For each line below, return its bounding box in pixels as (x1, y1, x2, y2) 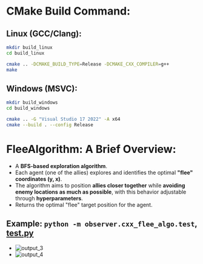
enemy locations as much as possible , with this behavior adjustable (15, 188, 187, 195)
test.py (6, 228, 34, 239)
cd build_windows (6, 105, 50, 112)
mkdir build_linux (6, 44, 53, 50)
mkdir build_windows (6, 100, 59, 106)
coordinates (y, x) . (15, 175, 62, 183)
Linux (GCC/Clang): (6, 29, 82, 39)
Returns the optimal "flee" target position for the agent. (15, 201, 153, 208)
